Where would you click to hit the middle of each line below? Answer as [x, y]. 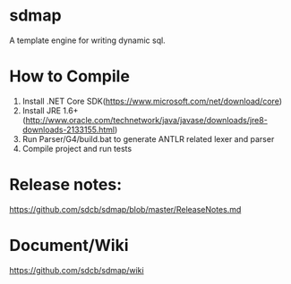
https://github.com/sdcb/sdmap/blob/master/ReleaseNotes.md [125, 209]
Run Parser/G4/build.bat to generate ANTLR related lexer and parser [148, 138]
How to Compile [69, 76]
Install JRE [41, 110]
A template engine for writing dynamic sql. [87, 40]
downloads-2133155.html [68, 129]
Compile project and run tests [77, 148]
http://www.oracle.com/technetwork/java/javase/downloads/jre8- [147, 120]
